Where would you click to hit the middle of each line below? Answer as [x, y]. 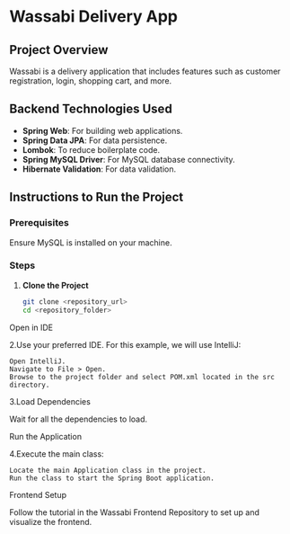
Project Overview [59, 50]
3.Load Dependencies [50, 401]
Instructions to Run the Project [97, 197]
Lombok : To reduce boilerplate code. [91, 149]
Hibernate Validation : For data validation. [99, 169]
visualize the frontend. [51, 521]
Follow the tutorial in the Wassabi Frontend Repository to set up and [135, 512]
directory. [30, 385]
